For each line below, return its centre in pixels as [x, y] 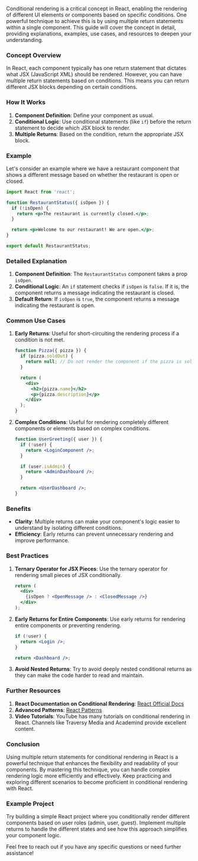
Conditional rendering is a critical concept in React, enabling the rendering [97, 9]
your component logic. [34, 836]
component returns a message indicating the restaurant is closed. [95, 293]
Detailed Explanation [36, 261]
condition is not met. [40, 340]
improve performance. [42, 540]
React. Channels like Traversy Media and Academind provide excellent [100, 722]
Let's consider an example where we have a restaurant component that [93, 169]
